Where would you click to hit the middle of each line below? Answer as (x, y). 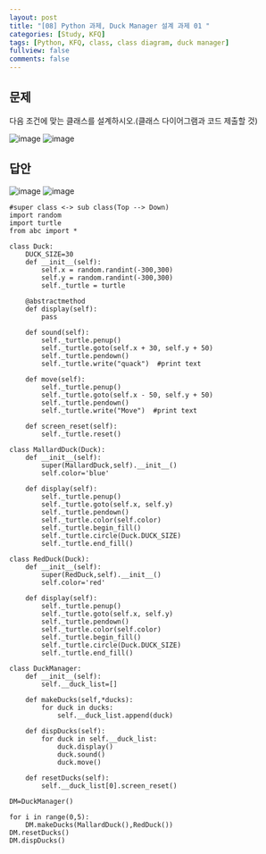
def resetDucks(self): (67, 778)
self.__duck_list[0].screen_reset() (109, 786)
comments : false (39, 59)
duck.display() (85, 747)
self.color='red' (73, 582)
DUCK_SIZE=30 (50, 254)
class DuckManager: (46, 668)
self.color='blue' (75, 473)
